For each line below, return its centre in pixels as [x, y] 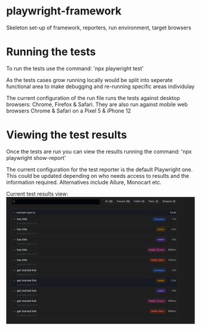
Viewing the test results [67, 135]
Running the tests [51, 52]
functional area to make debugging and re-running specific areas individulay [100, 86]
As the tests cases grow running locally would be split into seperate [89, 80]
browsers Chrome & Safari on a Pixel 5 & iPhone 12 [69, 110]
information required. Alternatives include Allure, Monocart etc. [84, 182]
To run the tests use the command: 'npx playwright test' [75, 68]
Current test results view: [37, 193]
